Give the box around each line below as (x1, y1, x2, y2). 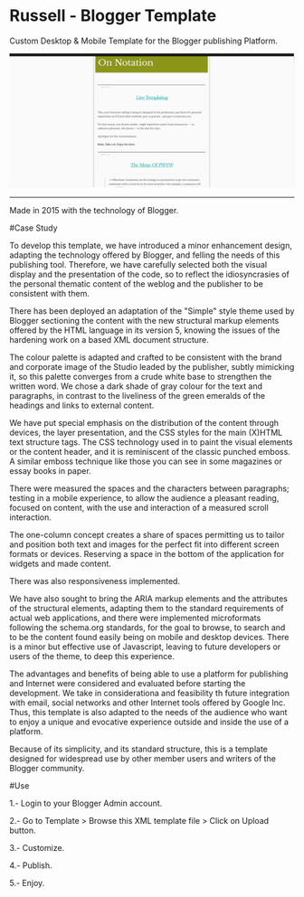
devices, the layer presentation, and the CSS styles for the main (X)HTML (9, 427, 283, 439)
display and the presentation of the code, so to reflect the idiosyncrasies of (9, 269, 290, 280)
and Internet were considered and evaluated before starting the (9, 678, 246, 689)
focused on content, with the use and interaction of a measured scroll (9, 503, 269, 514)
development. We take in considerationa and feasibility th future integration (9, 688, 290, 699)
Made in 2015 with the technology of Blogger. (9, 205, 179, 216)
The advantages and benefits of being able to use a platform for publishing (9, 668, 289, 679)
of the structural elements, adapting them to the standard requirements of (9, 603, 284, 614)
